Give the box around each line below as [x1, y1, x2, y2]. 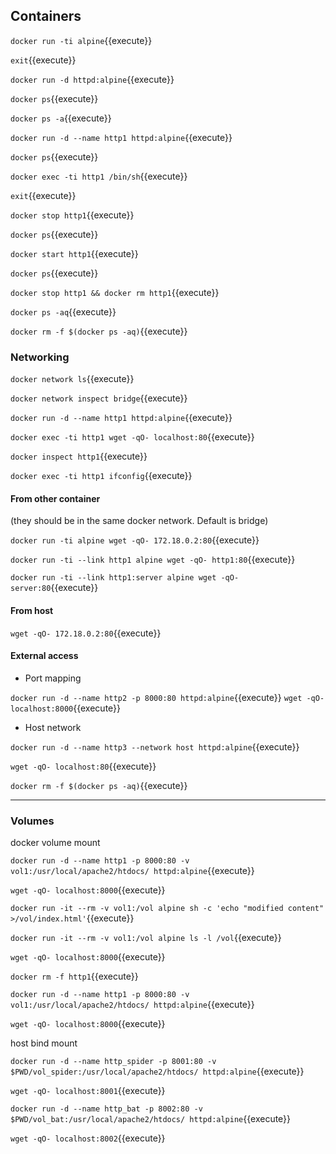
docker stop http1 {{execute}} [10, 209, 135, 221]
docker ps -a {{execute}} [10, 112, 112, 124]
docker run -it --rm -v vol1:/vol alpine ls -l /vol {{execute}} [10, 932, 282, 944]
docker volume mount [10, 837, 101, 849]
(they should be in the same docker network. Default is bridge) [10, 515, 269, 527]
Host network [24, 721, 82, 733]
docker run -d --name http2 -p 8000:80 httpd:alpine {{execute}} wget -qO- [10, 691, 325, 703]
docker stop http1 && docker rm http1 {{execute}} [10, 286, 220, 298]
